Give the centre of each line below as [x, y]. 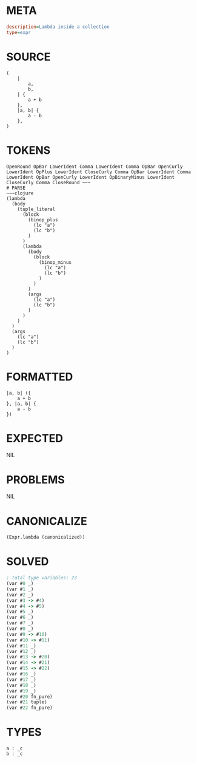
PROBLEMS [35, 479]
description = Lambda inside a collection [58, 27]
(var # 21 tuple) [27, 702]
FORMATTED [40, 377]
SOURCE [28, 57]
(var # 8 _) [20, 629]
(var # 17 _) [21, 679]
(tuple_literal [36, 209]
